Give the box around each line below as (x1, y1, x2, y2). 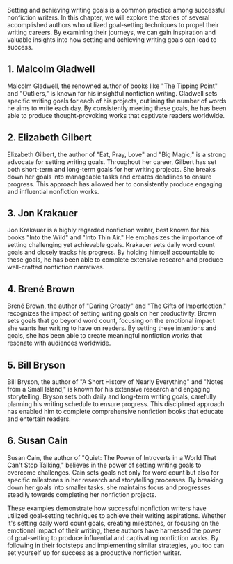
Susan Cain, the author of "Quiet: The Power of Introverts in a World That (7, 453, 217, 461)
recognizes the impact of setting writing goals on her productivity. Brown (7, 309, 217, 318)
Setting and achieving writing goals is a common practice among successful (7, 6, 226, 14)
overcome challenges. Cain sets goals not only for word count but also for (7, 468, 219, 477)
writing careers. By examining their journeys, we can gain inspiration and (7, 28, 216, 36)
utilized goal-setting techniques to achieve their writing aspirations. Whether (7, 511, 227, 519)
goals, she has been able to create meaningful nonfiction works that (7, 332, 202, 340)
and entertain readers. (7, 415, 71, 423)
